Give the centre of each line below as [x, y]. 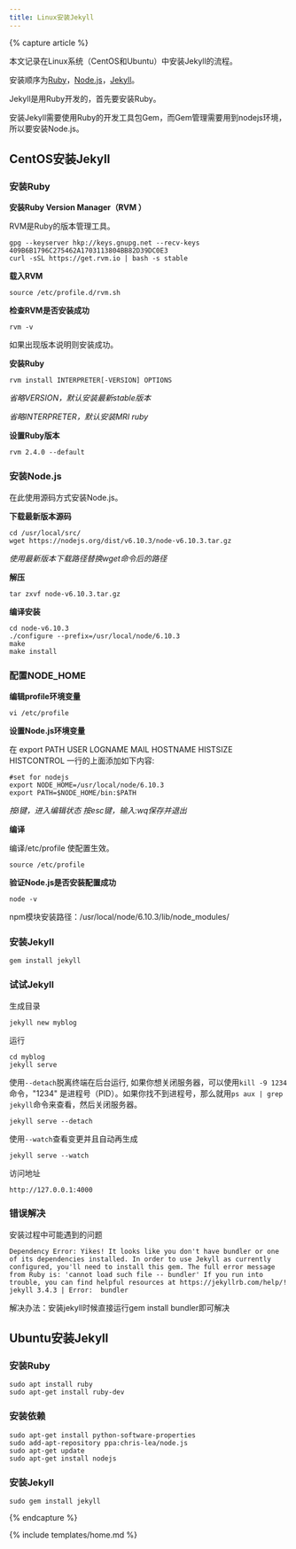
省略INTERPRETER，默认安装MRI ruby [79, 416]
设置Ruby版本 [35, 436]
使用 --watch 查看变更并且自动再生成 [74, 1139]
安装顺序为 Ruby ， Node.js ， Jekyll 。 [74, 80]
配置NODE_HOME [47, 675]
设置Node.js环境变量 [47, 730]
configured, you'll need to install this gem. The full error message [142, 1267]
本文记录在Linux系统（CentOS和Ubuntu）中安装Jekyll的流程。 [123, 61]
